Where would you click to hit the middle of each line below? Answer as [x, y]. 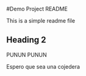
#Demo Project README [37, 9]
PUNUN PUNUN [27, 55]
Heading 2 [27, 40]
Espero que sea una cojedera [43, 66]
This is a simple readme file [41, 21]
